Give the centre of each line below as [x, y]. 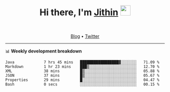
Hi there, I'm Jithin [79, 12]
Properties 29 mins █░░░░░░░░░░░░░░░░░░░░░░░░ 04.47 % [82, 80]
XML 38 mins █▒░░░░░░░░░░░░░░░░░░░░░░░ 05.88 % [82, 71]
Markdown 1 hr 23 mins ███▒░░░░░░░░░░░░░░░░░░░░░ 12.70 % [82, 66]
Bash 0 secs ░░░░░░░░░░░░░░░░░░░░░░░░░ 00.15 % [82, 84]
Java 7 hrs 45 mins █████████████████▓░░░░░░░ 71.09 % [82, 62]
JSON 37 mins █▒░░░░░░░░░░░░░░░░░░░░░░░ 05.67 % [82, 75]
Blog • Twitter [85, 36]
